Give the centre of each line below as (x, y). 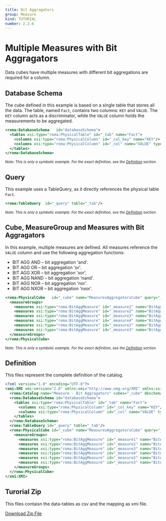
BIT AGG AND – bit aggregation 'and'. (50, 262)
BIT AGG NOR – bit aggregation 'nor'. (50, 283)
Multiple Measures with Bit (61, 48)
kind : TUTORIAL (21, 19)
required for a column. (28, 78)
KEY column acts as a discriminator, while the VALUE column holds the (75, 116)
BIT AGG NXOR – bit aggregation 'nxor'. (52, 289)
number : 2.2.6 (20, 24)
